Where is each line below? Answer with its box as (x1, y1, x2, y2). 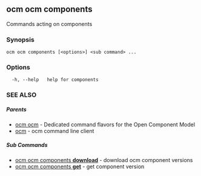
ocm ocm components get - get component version (15, 163, 145, 171)
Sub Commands (6, 141, 48, 148)
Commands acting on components (6, 20, 93, 27)
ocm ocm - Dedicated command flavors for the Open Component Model (15, 121, 196, 128)
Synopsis (6, 35, 35, 44)
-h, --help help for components (12, 77, 99, 83)
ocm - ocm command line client (15, 128, 94, 135)
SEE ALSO (6, 91, 37, 99)
